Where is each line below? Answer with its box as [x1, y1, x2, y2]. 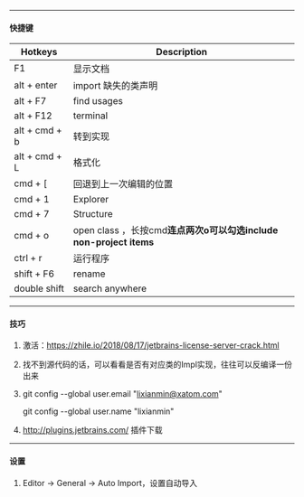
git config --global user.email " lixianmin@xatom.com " [22, 389, 223, 399]
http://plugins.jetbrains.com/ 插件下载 [22, 425, 163, 436]
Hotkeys [21, 46, 58, 59]
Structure [72, 208, 113, 220]
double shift [14, 282, 65, 295]
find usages [72, 95, 124, 108]
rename [72, 267, 106, 280]
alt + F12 [14, 109, 52, 122]
